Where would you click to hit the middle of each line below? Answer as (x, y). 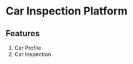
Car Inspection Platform (67, 11)
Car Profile (28, 48)
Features (23, 34)
